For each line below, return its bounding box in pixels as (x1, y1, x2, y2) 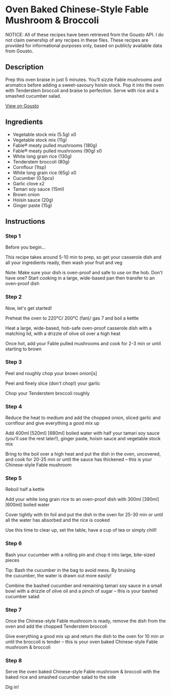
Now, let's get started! (5, 305, 52, 311)
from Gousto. (5, 48, 33, 54)
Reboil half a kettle (5, 486, 45, 493)
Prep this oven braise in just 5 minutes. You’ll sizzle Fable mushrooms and (5, 76, 162, 83)
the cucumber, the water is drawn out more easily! (5, 572, 112, 578)
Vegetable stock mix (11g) (12, 137, 67, 143)
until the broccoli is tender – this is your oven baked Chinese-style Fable (5, 638, 158, 645)
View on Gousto (5, 103, 40, 109)
